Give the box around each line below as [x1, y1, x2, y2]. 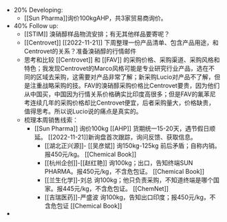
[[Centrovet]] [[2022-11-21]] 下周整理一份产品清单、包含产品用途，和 [23, 38, 219, 47]
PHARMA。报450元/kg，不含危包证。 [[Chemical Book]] [44, 168, 205, 175]
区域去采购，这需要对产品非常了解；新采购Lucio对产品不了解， [36, 73, 215, 81]
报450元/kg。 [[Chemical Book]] [44, 151, 137, 158]
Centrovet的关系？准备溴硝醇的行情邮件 [23, 47, 137, 55]
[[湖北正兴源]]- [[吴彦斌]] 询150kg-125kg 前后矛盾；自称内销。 [44, 142, 221, 150]
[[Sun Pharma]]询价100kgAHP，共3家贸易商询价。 [23, 14, 167, 22]
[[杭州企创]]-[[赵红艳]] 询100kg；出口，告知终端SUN [44, 159, 193, 167]
